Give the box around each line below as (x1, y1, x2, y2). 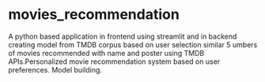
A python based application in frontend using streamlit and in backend (8, 32, 237, 41)
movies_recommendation (8, 6, 180, 24)
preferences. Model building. (8, 65, 103, 74)
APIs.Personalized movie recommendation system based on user (8, 57, 221, 66)
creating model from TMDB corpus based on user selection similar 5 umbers (8, 39, 258, 49)
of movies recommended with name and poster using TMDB (8, 48, 205, 58)
